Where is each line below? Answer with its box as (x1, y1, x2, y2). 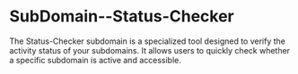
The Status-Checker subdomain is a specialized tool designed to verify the (9, 36, 285, 46)
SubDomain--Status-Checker (9, 6, 235, 27)
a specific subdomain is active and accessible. (9, 54, 181, 65)
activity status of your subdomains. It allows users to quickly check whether (9, 45, 290, 55)
